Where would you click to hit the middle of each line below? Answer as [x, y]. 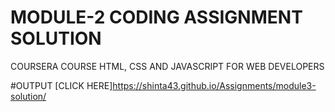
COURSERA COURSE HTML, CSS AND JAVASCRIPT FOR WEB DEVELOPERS [167, 66]
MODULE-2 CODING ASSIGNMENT [156, 17]
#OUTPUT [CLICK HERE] [61, 85]
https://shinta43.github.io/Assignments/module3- [214, 85]
